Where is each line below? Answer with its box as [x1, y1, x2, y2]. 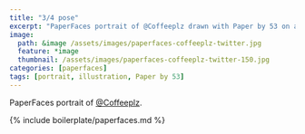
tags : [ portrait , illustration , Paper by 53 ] [9, 72, 184, 81]
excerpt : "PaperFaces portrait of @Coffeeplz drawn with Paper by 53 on [9, 22, 290, 31]
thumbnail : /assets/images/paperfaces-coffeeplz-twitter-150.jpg [17, 55, 271, 64]
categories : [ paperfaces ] [9, 64, 107, 73]
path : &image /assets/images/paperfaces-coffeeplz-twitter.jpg [17, 38, 261, 48]
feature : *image [17, 47, 79, 56]
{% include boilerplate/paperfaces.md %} [9, 114, 166, 125]
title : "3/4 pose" [9, 13, 79, 23]
